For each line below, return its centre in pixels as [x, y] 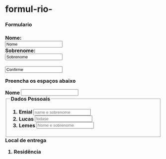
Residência [27, 152]
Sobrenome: [20, 51]
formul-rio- [29, 9]
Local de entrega [26, 141]
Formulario [19, 25]
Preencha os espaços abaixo [40, 81]
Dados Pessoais [30, 99]
